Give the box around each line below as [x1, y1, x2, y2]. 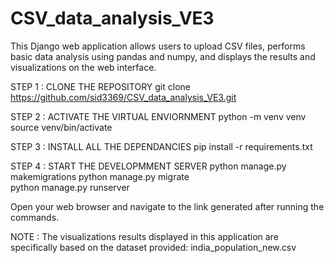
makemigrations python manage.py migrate [10, 170, 190, 182]
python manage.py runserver [10, 181, 130, 193]
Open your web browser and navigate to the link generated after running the [10, 200, 325, 212]
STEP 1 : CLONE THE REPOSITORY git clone [10, 80, 191, 92]
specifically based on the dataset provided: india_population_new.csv [10, 241, 297, 253]
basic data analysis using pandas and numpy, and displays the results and [10, 50, 316, 62]
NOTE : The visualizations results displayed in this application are [10, 230, 279, 242]
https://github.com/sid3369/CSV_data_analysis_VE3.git [10, 91, 237, 103]
